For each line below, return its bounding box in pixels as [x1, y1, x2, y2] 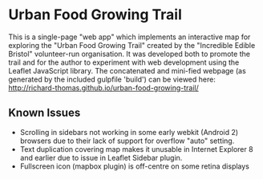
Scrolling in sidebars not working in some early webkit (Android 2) [19, 127, 239, 137]
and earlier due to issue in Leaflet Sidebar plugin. [19, 153, 183, 162]
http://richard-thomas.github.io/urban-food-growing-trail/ [8, 82, 199, 93]
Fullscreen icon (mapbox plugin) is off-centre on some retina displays [19, 161, 250, 171]
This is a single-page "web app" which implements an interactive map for [8, 32, 251, 42]
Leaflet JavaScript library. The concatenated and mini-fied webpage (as [8, 66, 246, 75]
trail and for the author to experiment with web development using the [8, 58, 240, 67]
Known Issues [8, 106, 81, 120]
